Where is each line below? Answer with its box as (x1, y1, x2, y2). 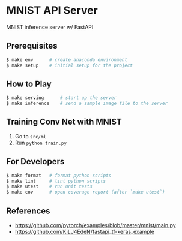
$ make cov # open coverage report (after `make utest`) (6, 189, 165, 195)
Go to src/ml (14, 132, 47, 140)
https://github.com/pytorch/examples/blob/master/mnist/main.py (14, 222, 176, 228)
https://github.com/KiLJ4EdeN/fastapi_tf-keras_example (14, 228, 155, 235)
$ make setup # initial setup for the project (6, 62, 133, 68)
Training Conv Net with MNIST (6, 117, 122, 127)
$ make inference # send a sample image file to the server (6, 100, 168, 107)
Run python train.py (14, 139, 67, 146)
